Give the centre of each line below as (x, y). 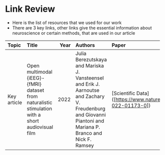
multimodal (40, 72)
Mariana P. (88, 127)
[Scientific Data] (130, 93)
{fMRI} (34, 84)
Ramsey (85, 145)
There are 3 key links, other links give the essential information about (82, 27)
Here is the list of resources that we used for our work (67, 23)
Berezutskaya (91, 59)
